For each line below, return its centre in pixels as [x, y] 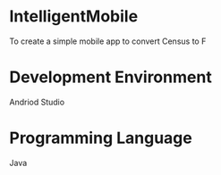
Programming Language [101, 138]
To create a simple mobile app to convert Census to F [108, 41]
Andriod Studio [37, 102]
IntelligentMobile [74, 17]
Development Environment [110, 77]
